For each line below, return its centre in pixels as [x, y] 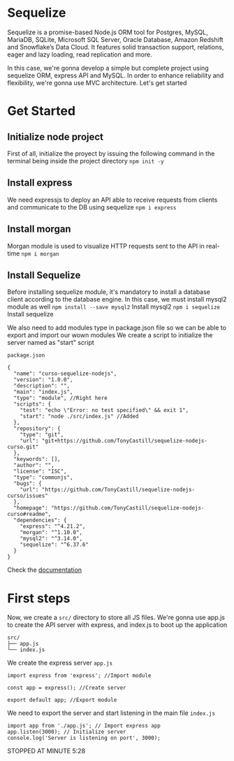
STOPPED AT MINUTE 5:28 [46, 751]
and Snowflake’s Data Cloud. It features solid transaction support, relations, [116, 47]
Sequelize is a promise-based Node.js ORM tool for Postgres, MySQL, [108, 32]
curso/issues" [28, 496]
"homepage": [31, 508]
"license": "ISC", [41, 472]
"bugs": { [28, 484]
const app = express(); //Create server [67, 688]
